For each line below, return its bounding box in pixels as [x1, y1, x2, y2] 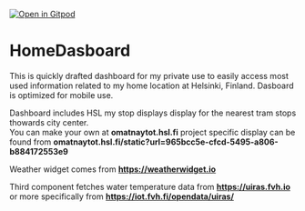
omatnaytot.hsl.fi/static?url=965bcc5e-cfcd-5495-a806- [53, 136, 280, 147]
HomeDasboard [9, 41, 131, 61]
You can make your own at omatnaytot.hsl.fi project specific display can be [9, 126, 296, 137]
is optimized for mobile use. [9, 89, 114, 100]
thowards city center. [9, 116, 89, 127]
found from [9, 136, 52, 147]
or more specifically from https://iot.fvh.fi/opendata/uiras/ [9, 191, 235, 202]
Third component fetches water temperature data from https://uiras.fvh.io [9, 181, 291, 192]
